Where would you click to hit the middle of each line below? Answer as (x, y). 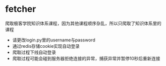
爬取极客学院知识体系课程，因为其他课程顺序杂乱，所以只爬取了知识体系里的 (83, 23)
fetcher (21, 9)
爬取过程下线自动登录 (34, 52)
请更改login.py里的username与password (54, 40)
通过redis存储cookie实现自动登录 (46, 46)
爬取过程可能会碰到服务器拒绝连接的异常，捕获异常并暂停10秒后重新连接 (86, 58)
